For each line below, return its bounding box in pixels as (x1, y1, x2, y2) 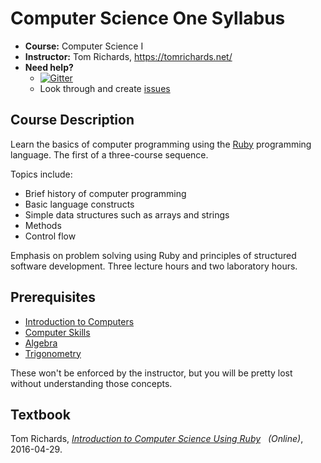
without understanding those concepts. (10, 377, 173, 389)
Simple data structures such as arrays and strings (24, 208, 230, 221)
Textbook (10, 406, 71, 423)
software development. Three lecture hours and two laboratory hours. (10, 260, 298, 272)
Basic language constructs (24, 198, 135, 210)
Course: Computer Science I (24, 40, 144, 52)
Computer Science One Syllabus (10, 7, 286, 30)
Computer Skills (24, 326, 91, 338)
